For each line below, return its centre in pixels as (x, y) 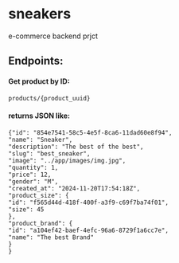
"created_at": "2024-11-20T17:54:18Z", (74, 188)
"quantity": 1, (33, 167)
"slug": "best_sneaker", (49, 153)
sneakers (40, 14)
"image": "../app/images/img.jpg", (67, 160)
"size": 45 (26, 209)
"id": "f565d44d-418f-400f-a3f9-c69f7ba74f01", (89, 202)
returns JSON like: (39, 116)
